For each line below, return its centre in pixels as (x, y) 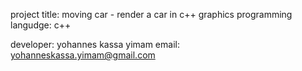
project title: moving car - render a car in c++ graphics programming (151, 14)
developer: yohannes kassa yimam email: (95, 44)
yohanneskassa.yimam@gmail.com (83, 55)
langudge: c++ (41, 25)
